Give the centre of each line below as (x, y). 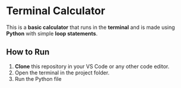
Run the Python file (38, 79)
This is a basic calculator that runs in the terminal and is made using (90, 27)
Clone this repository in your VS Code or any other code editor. (92, 66)
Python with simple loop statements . (52, 33)
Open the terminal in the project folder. (62, 73)
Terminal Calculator (56, 11)
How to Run (28, 52)
